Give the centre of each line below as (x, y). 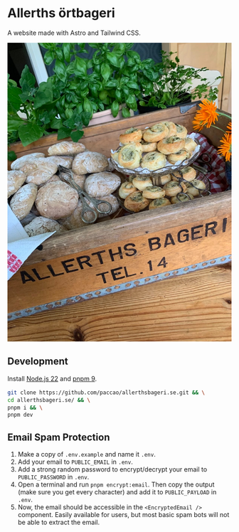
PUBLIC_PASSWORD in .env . (53, 477)
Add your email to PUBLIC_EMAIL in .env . (75, 462)
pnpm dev (20, 415)
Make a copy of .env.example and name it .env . (87, 454)
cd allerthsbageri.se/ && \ (49, 400)
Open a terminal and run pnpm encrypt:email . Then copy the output (116, 484)
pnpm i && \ (25, 408)
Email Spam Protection (59, 437)
